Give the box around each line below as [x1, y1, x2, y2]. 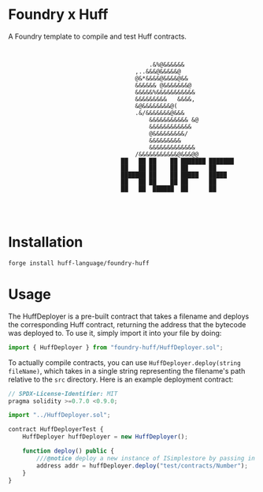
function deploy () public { [22, 447, 114, 455]
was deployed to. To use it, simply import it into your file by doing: [8, 328, 222, 337]
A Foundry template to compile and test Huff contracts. [8, 32, 187, 41]
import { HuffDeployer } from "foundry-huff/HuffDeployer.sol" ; [8, 343, 224, 352]
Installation [8, 233, 83, 252]
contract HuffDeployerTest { [8, 426, 104, 434]
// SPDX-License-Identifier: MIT [8, 389, 118, 397]
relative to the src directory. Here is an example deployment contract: [8, 375, 234, 384]
